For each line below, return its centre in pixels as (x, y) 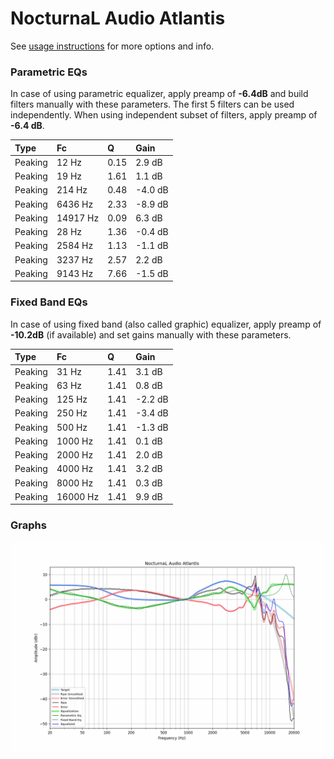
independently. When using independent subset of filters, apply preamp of (164, 115)
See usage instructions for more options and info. (112, 46)
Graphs (28, 525)
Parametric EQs (49, 72)
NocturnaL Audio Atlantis (118, 18)
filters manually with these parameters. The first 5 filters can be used (152, 104)
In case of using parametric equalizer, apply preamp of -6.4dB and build (159, 94)
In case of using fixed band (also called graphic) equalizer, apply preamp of (166, 324)
